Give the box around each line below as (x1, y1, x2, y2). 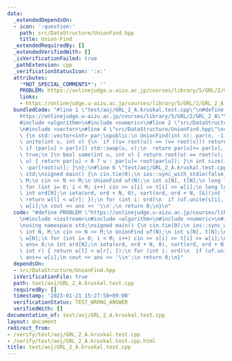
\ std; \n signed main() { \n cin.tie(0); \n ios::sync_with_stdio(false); (19, 170, 230, 177)
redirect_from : (7, 324, 51, 331)
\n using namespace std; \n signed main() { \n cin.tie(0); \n (19, 222, 190, 228)
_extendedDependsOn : (13, 17, 72, 23)
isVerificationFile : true (13, 273, 88, 280)
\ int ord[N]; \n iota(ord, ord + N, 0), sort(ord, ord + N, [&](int (19, 190, 221, 197)
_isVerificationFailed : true (13, 55, 97, 62)
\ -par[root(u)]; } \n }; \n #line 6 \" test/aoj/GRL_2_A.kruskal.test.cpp (19, 164, 227, 171)
